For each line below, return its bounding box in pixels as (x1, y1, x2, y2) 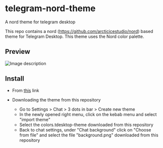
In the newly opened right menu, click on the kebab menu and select (19, 111, 157, 117)
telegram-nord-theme (5, 3, 96, 14)
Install (5, 75, 24, 83)
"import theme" (19, 116, 51, 122)
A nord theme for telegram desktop (5, 19, 75, 25)
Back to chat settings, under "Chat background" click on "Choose (19, 127, 151, 132)
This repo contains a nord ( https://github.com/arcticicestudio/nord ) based (5, 28, 153, 34)
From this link (12, 87, 39, 93)
